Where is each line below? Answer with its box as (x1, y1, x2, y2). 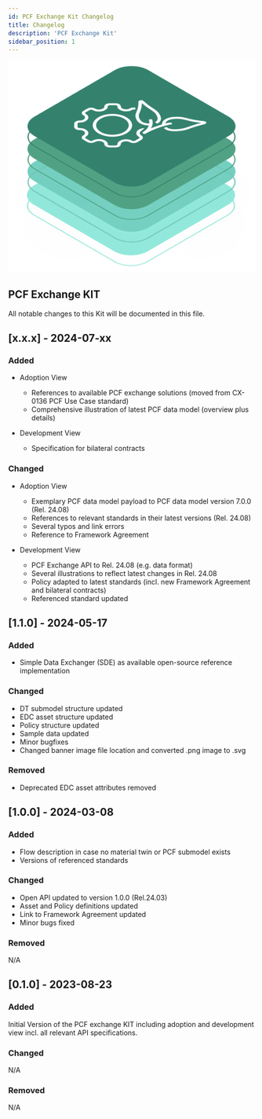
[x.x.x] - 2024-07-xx (8, 331, 112, 345)
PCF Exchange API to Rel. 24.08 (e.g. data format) (31, 560, 194, 570)
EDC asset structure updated (19, 712, 114, 721)
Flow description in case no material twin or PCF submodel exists (19, 847, 231, 857)
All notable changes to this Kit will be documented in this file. (8, 309, 206, 318)
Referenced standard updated (31, 593, 129, 603)
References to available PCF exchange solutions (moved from (31, 388, 231, 398)
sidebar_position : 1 (8, 38, 76, 46)
